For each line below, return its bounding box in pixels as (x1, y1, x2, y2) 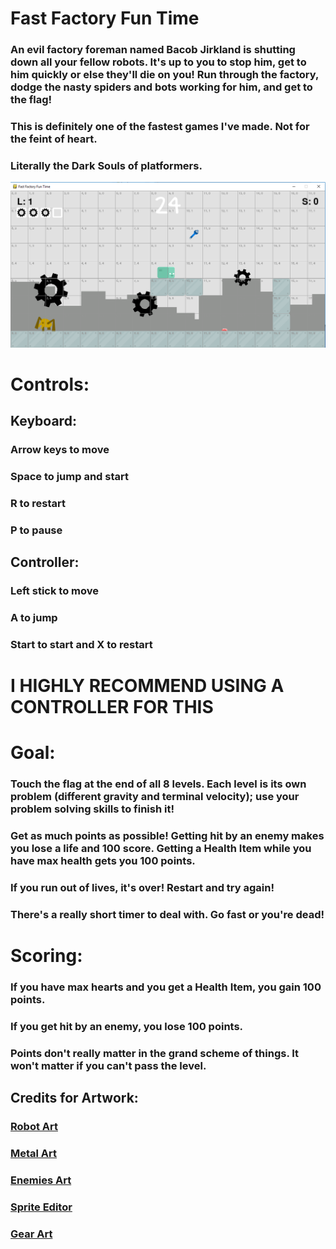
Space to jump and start (10, 470, 129, 484)
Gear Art (10, 1227, 53, 1241)
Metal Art (10, 1147, 58, 1161)
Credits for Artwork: (10, 1090, 139, 1107)
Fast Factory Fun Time (10, 7, 200, 30)
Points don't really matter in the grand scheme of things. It (10, 1047, 300, 1061)
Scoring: (10, 945, 83, 967)
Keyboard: (10, 413, 77, 430)
